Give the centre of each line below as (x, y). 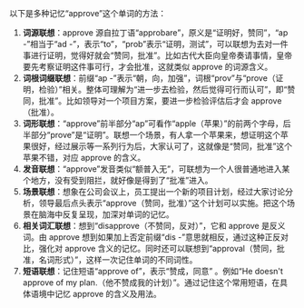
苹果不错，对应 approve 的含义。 (84, 158)
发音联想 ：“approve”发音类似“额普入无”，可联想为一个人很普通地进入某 (156, 169)
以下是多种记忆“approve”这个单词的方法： (88, 13)
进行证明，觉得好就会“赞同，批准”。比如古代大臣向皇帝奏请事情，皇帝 (162, 55)
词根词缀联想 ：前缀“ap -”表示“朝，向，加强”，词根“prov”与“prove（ (149, 78)
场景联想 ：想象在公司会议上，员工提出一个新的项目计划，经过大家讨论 (154, 192)
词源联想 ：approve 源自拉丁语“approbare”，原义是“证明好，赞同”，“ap (155, 33)
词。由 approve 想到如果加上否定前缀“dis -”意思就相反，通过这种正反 (152, 237)
